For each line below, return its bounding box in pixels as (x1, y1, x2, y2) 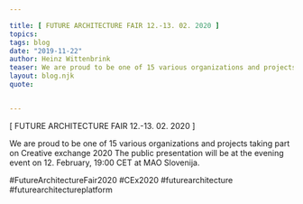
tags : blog (9, 38, 50, 47)
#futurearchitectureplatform (9, 184, 113, 195)
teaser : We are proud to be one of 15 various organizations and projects (9, 63, 297, 72)
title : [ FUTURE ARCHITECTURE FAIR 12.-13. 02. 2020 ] (9, 21, 220, 30)
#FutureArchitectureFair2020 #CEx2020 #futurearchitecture (9, 174, 234, 185)
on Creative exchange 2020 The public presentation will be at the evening (9, 147, 284, 158)
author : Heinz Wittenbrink (9, 55, 111, 64)
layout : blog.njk (9, 71, 75, 81)
